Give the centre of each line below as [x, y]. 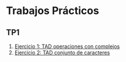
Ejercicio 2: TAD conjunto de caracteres [62, 53]
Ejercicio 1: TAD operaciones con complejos [67, 46]
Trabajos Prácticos [52, 11]
